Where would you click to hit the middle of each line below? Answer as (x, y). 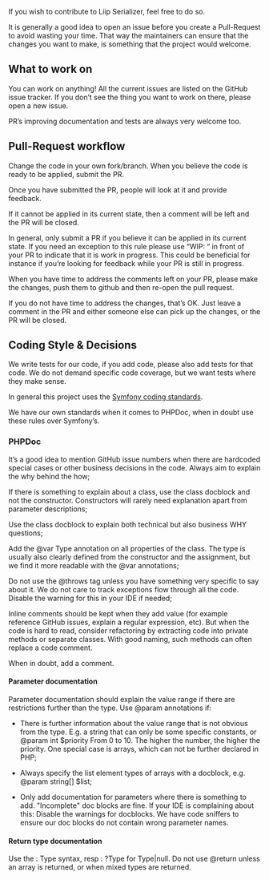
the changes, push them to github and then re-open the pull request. (121, 287)
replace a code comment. (50, 648)
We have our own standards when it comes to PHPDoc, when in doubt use (131, 413)
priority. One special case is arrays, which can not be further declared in (139, 749)
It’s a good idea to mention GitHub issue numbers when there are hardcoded (134, 459)
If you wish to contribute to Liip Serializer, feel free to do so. (107, 12)
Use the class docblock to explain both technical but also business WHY (127, 524)
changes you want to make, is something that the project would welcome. (130, 44)
